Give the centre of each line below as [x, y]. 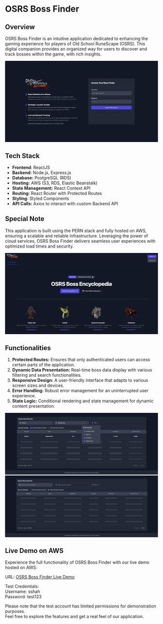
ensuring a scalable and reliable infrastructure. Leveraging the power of [77, 236]
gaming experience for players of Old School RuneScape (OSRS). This [75, 44]
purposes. [15, 611]
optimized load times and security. [40, 246]
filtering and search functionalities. [47, 375]
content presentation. [33, 406]
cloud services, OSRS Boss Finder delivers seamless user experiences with [80, 241]
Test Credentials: [22, 587]
